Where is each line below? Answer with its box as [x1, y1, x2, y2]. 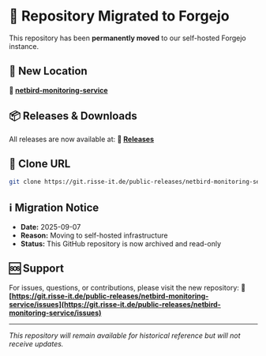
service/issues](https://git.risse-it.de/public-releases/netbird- [9, 299, 222, 309]
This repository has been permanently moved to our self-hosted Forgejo [9, 33, 247, 43]
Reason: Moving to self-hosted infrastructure [20, 230, 168, 240]
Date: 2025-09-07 [20, 223, 81, 232]
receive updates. [9, 339, 64, 348]
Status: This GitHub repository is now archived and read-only [20, 239, 222, 249]
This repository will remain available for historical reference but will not [9, 331, 241, 340]
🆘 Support [9, 262, 64, 275]
